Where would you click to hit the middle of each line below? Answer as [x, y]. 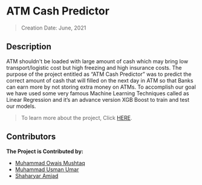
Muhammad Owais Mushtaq [50, 163]
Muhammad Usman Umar [47, 169]
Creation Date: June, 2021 [54, 28]
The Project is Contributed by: [45, 151]
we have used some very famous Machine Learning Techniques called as [98, 93]
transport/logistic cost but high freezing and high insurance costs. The [94, 67]
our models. [21, 106]
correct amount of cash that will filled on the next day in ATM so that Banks [100, 80]
